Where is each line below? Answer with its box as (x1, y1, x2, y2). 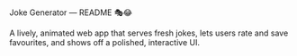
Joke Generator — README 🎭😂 (9, 7, 133, 18)
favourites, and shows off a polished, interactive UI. (9, 37, 201, 47)
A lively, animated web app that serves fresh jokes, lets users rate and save (9, 28, 289, 38)
